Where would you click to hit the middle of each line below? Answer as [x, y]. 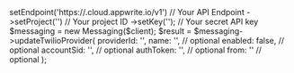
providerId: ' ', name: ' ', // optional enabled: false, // [191, 41]
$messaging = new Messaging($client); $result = [101, 31]
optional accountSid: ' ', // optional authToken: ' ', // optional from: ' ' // [136, 50]
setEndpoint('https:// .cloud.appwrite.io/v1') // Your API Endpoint [127, 12]
